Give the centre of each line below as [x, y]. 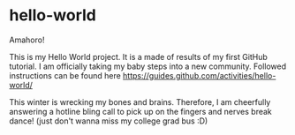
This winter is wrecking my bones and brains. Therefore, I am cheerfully [140, 101]
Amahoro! [27, 40]
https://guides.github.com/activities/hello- [199, 75]
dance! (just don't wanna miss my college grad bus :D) [109, 121]
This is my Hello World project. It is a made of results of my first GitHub [138, 56]
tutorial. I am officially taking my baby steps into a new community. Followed [148, 66]
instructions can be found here [65, 75]
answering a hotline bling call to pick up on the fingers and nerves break [140, 111]
